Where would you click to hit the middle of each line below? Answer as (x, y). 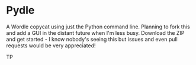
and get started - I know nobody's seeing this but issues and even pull (92, 39)
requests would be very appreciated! (51, 45)
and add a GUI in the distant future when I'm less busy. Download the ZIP (95, 32)
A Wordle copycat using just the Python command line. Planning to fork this (98, 27)
